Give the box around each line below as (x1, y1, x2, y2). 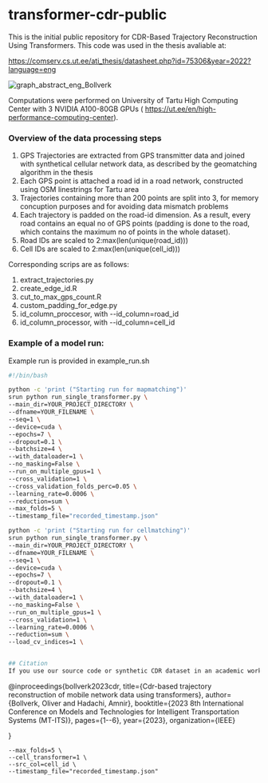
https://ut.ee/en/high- (144, 104, 217, 114)
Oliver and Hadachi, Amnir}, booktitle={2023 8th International (41, 698, 244, 708)
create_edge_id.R (19, 284, 77, 294)
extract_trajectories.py (19, 275, 94, 285)
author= (205, 689, 232, 699)
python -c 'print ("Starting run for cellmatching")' (8, 526, 191, 535)
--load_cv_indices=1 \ (8, 638, 84, 646)
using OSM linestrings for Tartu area (19, 185, 140, 194)
